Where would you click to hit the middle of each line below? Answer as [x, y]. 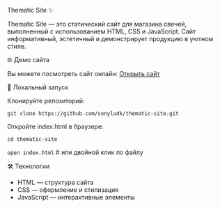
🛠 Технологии [29, 166]
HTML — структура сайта [55, 182]
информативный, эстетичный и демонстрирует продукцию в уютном [110, 39]
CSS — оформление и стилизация [68, 190]
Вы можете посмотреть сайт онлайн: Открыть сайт [84, 74]
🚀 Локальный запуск [38, 87]
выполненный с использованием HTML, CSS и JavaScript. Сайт [102, 31]
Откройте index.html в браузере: [55, 126]
